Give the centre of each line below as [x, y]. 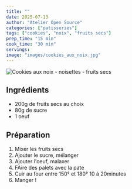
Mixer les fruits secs [39, 149]
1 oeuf [22, 116]
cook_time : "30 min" [31, 44]
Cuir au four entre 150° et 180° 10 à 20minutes [70, 174]
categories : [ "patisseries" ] [42, 28]
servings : [18, 50]
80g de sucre [31, 110]
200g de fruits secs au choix [49, 104]
